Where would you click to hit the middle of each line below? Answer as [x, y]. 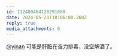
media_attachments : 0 [33, 29]
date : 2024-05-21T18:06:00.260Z [46, 17]
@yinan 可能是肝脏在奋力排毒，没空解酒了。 [61, 46]
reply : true [21, 23]
